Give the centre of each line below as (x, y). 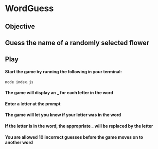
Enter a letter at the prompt (33, 104)
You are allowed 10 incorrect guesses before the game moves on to (74, 137)
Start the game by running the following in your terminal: (63, 71)
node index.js (19, 82)
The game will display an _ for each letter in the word (59, 93)
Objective (20, 26)
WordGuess (29, 8)
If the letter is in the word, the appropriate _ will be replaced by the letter (79, 126)
